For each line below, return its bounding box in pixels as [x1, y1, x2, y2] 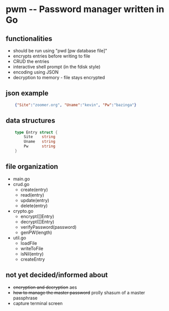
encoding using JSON [13, 69, 59, 75]
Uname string [24, 139, 56, 144]
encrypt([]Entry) [20, 213, 54, 219]
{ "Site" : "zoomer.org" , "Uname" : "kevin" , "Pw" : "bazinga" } [15, 102, 137, 107]
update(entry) [20, 197, 49, 203]
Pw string [24, 144, 56, 149]
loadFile [20, 240, 37, 246]
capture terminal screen [13, 300, 63, 306]
